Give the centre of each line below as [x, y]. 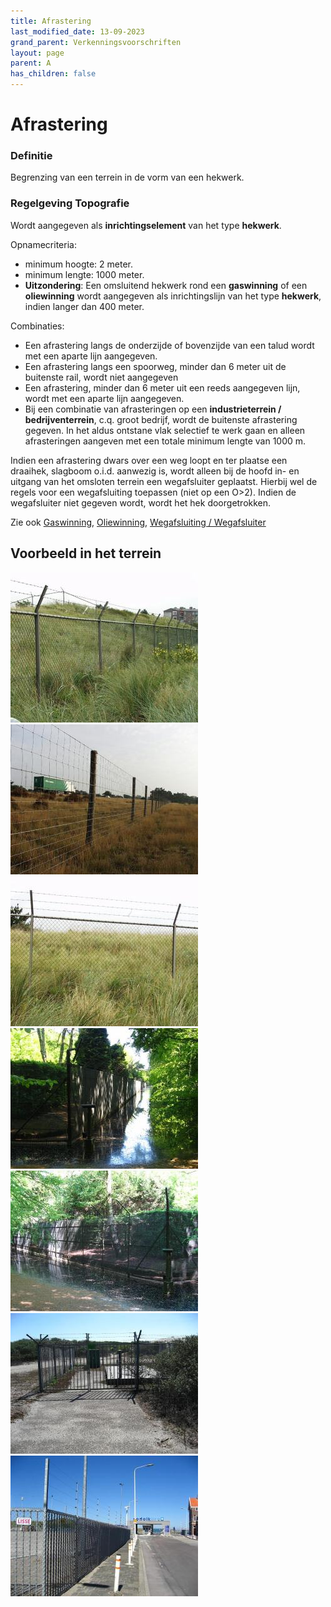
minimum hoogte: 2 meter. [79, 264]
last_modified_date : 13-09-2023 [77, 31]
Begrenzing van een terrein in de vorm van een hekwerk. [127, 177]
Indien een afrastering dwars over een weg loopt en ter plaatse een [149, 460]
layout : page [37, 53]
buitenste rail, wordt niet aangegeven [101, 377]
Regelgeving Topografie [70, 203]
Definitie [31, 156]
